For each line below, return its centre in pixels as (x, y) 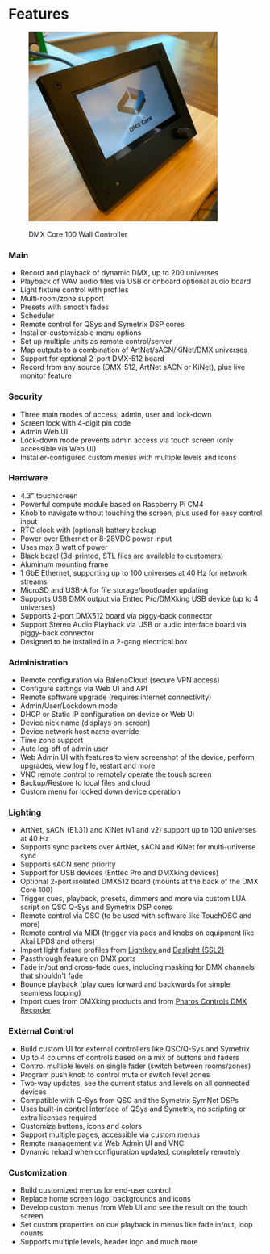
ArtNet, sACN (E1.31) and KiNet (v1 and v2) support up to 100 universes (138, 830)
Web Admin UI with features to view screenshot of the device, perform (137, 757)
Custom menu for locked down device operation (100, 791)
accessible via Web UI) (58, 448)
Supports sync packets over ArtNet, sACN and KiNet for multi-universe (138, 847)
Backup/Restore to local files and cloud (85, 783)
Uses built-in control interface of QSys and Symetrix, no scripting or (133, 1109)
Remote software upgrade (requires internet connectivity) (116, 697)
